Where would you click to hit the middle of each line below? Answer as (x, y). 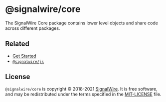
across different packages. (33, 28)
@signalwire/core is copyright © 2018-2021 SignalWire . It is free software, (82, 89)
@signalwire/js (28, 61)
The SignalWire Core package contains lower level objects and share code (82, 23)
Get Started (24, 56)
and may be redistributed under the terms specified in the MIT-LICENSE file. (83, 94)
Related (17, 44)
